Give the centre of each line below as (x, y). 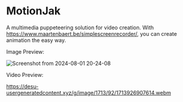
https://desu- (22, 86)
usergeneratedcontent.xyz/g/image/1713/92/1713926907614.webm (88, 92)
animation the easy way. (36, 40)
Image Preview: (25, 51)
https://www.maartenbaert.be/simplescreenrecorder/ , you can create (91, 33)
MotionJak (34, 11)
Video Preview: (25, 75)
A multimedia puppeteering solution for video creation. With (80, 27)
